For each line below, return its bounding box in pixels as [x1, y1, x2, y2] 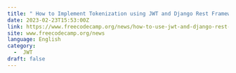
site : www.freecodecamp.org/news [7, 29, 105, 37]
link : [7, 23, 23, 30]
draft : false [7, 56, 46, 63]
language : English [7, 36, 61, 43]
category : [7, 42, 37, 49]
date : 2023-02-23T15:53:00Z [7, 17, 90, 24]
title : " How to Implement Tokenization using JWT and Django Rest [7, 10, 209, 17]
